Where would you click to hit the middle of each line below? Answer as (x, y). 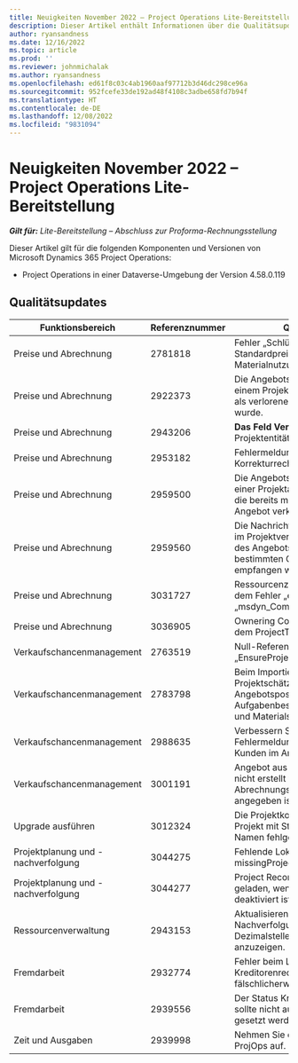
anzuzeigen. (260, 947)
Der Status (256, 997)
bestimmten (259, 558)
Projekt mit (257, 826)
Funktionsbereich (78, 327)
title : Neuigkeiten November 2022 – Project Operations (114, 17)
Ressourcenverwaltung (62, 930)
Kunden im (257, 752)
